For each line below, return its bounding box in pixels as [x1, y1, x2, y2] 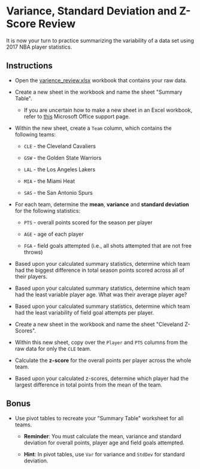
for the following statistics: [14, 207, 81, 214]
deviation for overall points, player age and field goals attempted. [23, 439, 184, 446]
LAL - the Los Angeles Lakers [23, 165, 96, 173]
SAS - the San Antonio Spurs [23, 189, 93, 196]
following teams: [14, 130, 56, 138]
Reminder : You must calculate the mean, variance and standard [23, 432, 181, 440]
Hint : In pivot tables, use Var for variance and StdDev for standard [23, 450, 185, 458]
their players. [14, 272, 48, 280]
